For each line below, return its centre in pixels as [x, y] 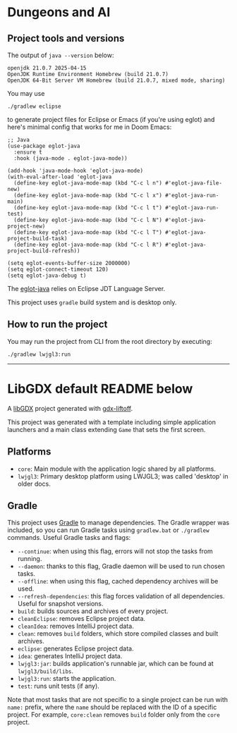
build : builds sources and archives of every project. [93, 611]
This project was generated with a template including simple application [112, 422]
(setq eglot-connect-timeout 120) [58, 269]
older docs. [34, 483]
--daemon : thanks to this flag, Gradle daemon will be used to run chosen [121, 566]
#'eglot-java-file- [193, 183]
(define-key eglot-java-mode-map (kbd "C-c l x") [88, 195]
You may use [26, 93]
